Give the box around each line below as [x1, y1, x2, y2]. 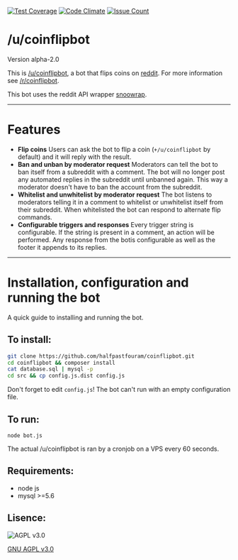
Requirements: [7, 465, 74, 477]
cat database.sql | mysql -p [7, 366, 93, 373]
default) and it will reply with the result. [17, 153, 132, 161]
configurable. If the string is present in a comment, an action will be [17, 228, 215, 236]
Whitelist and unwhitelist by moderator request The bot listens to [17, 190, 212, 199]
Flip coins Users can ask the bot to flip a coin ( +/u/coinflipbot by [17, 145, 211, 153]
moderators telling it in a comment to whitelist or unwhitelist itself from [17, 197, 224, 206]
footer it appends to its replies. [17, 243, 108, 251]
